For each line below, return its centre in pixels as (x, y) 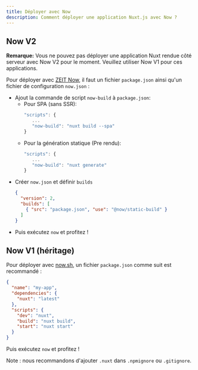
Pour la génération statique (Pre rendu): (72, 143)
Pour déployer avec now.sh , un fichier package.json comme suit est (89, 265)
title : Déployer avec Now (38, 12)
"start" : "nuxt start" (45, 327)
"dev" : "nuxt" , (36, 315)
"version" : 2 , (38, 198)
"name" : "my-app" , (35, 288)
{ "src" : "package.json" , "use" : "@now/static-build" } (97, 209)
